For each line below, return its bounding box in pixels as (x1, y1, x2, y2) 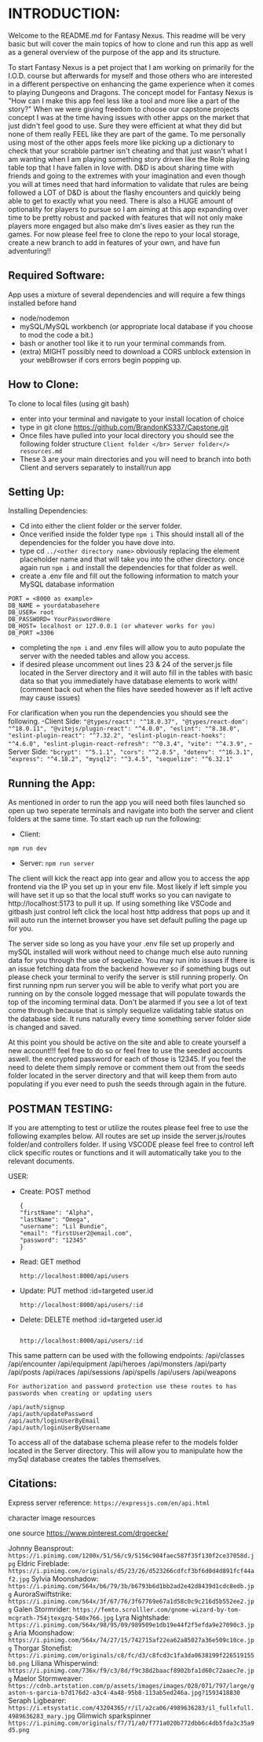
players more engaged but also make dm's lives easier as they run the (8, 221, 235, 230)
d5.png (8, 1726, 30, 1734)
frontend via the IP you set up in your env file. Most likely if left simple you (8, 882, 247, 891)
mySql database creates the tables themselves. (8, 1455, 162, 1463)
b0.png (8, 1660, 30, 1667)
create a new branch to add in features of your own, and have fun (8, 237, 221, 247)
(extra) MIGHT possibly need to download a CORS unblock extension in (19, 346, 251, 356)
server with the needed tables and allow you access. (19, 651, 191, 661)
